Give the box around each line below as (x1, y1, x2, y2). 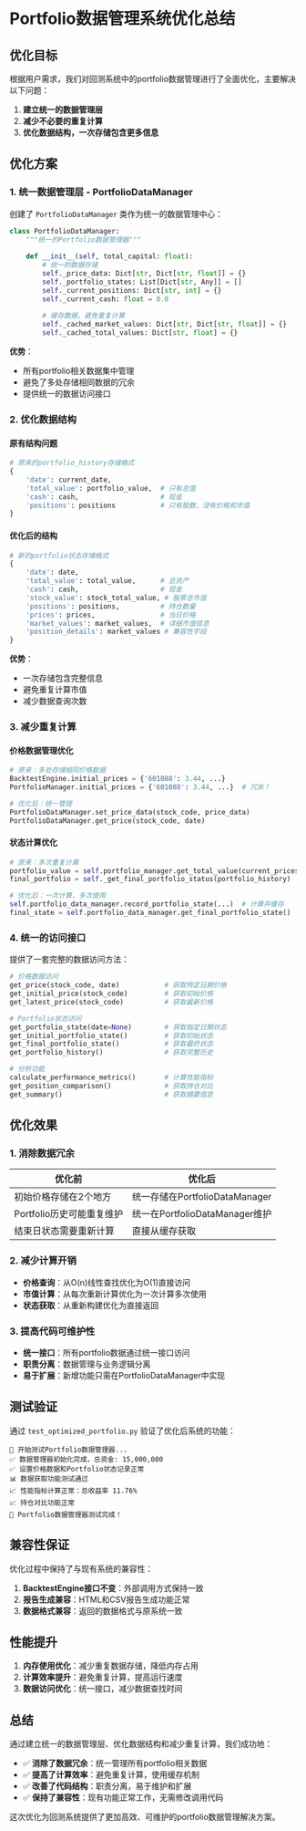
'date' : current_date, (25, 475, 112, 484)
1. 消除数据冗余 (9, 1147, 76, 1160)
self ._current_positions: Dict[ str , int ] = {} (42, 286, 222, 295)
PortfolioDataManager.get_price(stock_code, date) (9, 816, 206, 826)
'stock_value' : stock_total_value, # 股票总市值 (25, 593, 207, 602)
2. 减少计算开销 (9, 1254, 77, 1267)
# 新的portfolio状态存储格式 (9, 551, 109, 560)
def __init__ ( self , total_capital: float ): (25, 252, 194, 261)
